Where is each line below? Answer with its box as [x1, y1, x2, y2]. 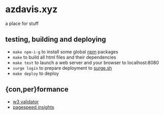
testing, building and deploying [5, 35, 106, 44]
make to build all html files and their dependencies [12, 54, 116, 60]
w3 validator [12, 98, 39, 105]
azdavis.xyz [5, 4, 58, 15]
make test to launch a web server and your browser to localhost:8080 [12, 60, 159, 66]
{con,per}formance [5, 85, 69, 94]
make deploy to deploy [12, 70, 59, 76]
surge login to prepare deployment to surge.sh [12, 65, 112, 71]
